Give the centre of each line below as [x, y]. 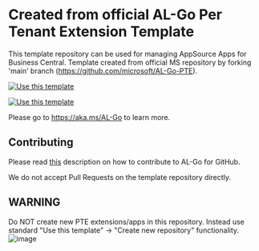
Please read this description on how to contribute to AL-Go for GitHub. [124, 161]
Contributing [41, 143]
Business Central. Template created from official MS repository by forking [130, 62]
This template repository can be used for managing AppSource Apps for [127, 54]
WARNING [34, 203]
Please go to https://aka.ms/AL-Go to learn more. [89, 117]
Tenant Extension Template [101, 32]
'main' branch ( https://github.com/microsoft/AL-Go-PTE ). [103, 70]
